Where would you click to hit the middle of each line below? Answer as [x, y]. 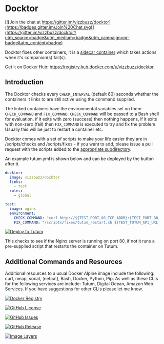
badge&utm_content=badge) [34, 42]
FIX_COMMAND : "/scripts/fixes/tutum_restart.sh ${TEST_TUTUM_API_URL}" [88, 223]
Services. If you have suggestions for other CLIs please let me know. [74, 289]
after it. [12, 163]
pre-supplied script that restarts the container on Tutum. [62, 246]
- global [23, 196]
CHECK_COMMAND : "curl [36, 218]
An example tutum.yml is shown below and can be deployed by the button [80, 159]
